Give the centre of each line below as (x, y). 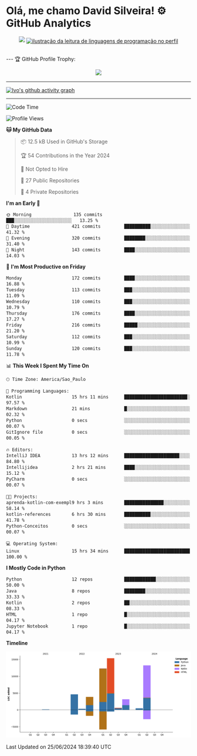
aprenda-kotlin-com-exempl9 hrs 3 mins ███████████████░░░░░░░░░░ (98, 502)
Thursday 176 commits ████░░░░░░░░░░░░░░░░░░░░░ (98, 313)
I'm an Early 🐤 (23, 203)
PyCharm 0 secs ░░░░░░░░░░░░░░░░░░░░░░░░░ (98, 479)
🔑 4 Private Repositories (50, 191)
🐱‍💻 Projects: (22, 497)
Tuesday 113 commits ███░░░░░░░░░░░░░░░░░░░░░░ (98, 290)
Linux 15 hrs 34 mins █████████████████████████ (98, 551)
